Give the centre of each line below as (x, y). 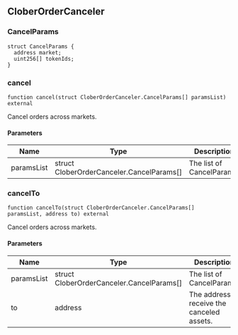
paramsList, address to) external (58, 214)
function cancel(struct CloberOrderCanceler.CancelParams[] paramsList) (117, 97)
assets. (201, 321)
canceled (204, 312)
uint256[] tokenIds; (44, 59)
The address (210, 294)
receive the (208, 303)
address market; (38, 52)
